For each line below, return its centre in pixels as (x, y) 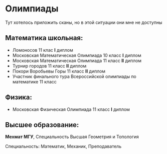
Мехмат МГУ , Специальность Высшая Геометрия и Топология (72, 137)
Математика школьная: (44, 38)
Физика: (19, 97)
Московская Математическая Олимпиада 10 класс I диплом (77, 55)
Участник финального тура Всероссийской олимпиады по (74, 76)
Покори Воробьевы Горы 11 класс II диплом (59, 71)
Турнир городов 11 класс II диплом (49, 66)
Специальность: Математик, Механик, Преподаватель (63, 147)
